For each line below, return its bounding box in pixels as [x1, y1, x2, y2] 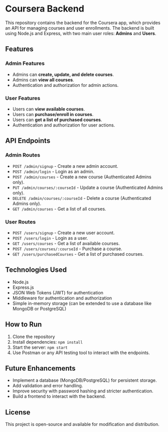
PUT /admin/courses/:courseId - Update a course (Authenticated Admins [12, 184, 163, 190]
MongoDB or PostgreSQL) [12, 305, 67, 311]
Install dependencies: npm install [12, 339, 83, 345]
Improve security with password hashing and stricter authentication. [12, 388, 153, 394]
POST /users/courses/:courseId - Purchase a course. [12, 246, 122, 252]
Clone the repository [12, 334, 55, 340]
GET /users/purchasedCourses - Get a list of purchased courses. [12, 251, 144, 257]
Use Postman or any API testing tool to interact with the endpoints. [12, 350, 150, 356]
